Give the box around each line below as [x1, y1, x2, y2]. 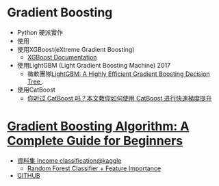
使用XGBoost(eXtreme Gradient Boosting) [16, 45, 135, 53]
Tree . [27, 77, 44, 85]
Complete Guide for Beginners [7, 133, 183, 148]
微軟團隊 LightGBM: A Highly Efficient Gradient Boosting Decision [27, 70, 210, 78]
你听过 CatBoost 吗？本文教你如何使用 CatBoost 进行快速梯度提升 [27, 94, 212, 102]
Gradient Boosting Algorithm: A [7, 118, 190, 134]
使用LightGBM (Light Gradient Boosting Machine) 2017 [16, 61, 171, 69]
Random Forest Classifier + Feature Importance [27, 164, 162, 172]
